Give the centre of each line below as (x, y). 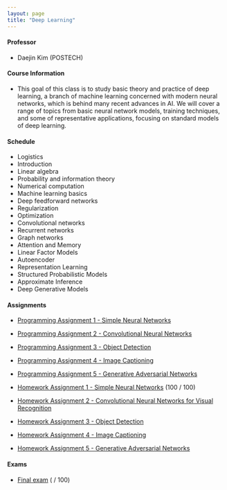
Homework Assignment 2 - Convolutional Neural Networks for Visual (115, 401)
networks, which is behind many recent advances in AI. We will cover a (118, 103)
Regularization (38, 208)
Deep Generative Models (53, 289)
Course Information (36, 73)
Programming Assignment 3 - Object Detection (84, 347)
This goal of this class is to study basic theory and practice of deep (113, 89)
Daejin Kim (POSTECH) (50, 57)
